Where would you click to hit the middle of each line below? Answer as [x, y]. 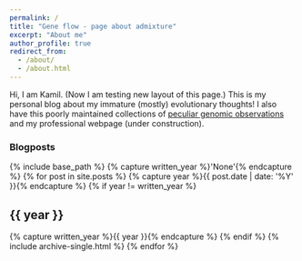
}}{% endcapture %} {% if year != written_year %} [103, 186]
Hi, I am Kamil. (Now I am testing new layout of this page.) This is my [138, 94]
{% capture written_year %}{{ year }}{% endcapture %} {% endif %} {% [145, 236]
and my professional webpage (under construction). [107, 123]
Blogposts [33, 146]
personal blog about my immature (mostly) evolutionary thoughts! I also [143, 104]
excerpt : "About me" [49, 35]
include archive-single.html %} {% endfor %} [94, 246]
